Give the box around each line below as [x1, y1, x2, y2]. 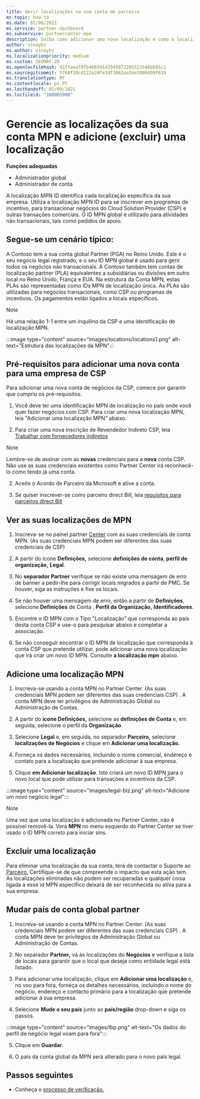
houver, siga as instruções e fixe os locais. [14, 586, 119, 593]
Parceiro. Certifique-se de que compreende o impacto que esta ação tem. [6, 868, 187, 876]
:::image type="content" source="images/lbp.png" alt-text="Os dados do [6, 1023, 186, 1030]
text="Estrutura [6, 342, 44, 349]
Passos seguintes [6, 1070, 73, 1080]
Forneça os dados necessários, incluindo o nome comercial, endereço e [14, 751, 192, 758]
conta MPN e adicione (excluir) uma [6, 130, 186, 144]
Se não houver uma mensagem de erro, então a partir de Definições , [14, 597, 185, 605]
